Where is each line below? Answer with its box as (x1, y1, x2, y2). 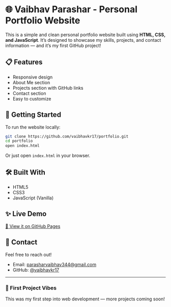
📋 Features (5, 58, 43, 67)
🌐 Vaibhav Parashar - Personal (5, 4, 137, 15)
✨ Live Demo (5, 210, 47, 218)
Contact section (12, 90, 46, 96)
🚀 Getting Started (5, 111, 62, 119)
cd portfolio (5, 139, 33, 144)
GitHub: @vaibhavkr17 (12, 267, 60, 273)
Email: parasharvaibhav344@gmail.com (12, 261, 97, 267)
